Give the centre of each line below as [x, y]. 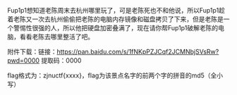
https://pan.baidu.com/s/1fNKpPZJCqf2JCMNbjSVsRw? [138, 52]
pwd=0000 [24, 61]
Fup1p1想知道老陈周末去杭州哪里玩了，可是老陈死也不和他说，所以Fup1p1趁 [116, 10]
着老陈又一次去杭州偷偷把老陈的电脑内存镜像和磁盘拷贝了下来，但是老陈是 [115, 19]
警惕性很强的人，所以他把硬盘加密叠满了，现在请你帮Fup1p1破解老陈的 [116, 28]
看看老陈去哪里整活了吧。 [56, 37]
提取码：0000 [61, 61]
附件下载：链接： [32, 52]
